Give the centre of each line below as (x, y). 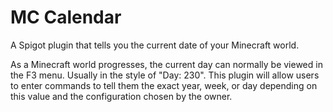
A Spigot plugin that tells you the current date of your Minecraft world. (155, 45)
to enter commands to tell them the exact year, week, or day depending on (164, 85)
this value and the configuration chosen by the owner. (121, 96)
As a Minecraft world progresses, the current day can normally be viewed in (166, 64)
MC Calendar (66, 17)
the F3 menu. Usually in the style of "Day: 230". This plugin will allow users (165, 75)
